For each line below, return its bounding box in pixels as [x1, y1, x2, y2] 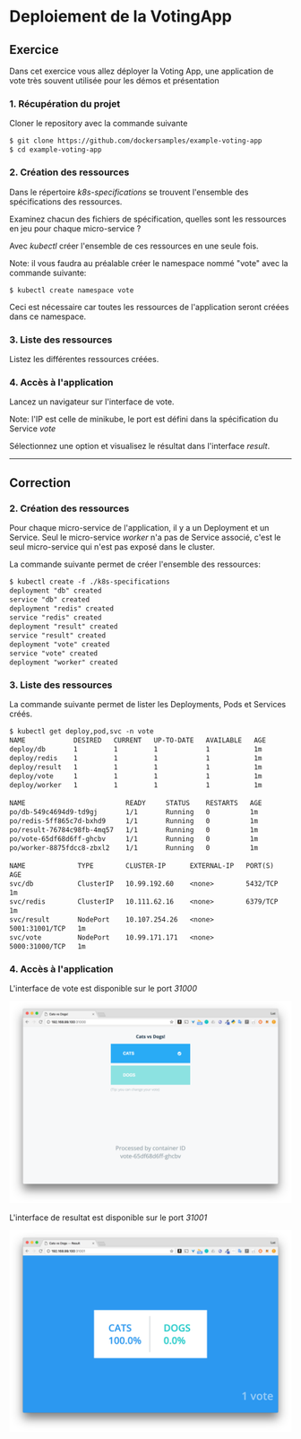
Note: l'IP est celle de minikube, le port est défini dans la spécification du [9, 414, 279, 425]
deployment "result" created [9, 621, 118, 631]
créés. [9, 708, 33, 719]
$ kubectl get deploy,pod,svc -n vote [9, 727, 154, 736]
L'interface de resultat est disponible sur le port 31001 [9, 1212, 208, 1223]
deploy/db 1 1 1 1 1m [9, 745, 262, 754]
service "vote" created [9, 648, 99, 658]
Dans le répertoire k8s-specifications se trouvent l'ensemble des [9, 186, 249, 197]
